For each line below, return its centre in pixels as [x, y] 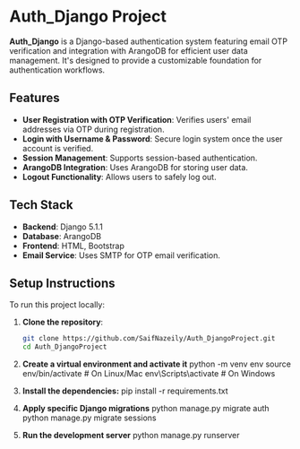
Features [34, 98]
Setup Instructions [62, 283]
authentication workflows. [57, 70]
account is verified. [58, 148]
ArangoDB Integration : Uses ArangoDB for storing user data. [135, 167]
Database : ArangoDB [61, 236]
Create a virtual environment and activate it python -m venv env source [156, 364]
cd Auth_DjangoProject [64, 347]
